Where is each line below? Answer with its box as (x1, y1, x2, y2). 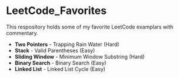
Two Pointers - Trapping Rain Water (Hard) (14, 41, 120, 48)
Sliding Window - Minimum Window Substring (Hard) (14, 53, 145, 60)
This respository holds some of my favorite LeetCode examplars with (6, 23, 174, 30)
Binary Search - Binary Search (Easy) (14, 59, 107, 66)
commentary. (6, 29, 38, 36)
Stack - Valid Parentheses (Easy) (14, 47, 95, 54)
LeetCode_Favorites (6, 4, 107, 17)
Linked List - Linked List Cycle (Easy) (14, 65, 106, 72)
